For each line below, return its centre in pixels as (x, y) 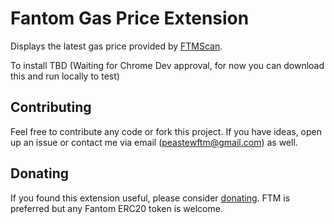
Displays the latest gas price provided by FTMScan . (116, 46)
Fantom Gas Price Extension (130, 18)
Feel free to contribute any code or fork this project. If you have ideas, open (166, 131)
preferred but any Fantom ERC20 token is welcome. (116, 208)
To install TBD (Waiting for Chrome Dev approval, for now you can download (167, 65)
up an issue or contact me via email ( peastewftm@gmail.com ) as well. (154, 142)
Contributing (51, 107)
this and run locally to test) (65, 76)
